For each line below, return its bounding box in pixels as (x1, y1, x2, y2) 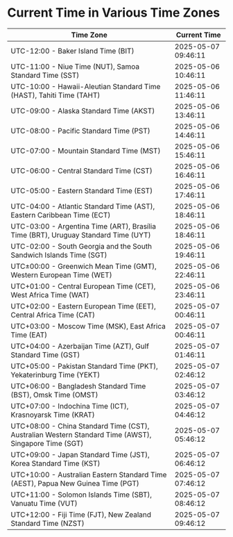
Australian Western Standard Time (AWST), (10, 429, 152, 439)
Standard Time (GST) (10, 349, 80, 359)
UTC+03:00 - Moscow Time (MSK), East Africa (10, 321, 166, 331)
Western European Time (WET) (10, 270, 112, 279)
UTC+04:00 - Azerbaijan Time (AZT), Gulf (10, 341, 149, 351)
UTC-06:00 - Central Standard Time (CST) (10, 165, 153, 175)
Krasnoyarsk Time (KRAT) (10, 410, 95, 420)
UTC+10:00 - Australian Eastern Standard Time (10, 470, 167, 479)
